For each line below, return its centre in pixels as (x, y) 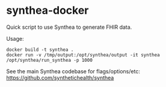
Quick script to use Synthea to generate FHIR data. (69, 27)
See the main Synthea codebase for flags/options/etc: (73, 71)
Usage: (15, 38)
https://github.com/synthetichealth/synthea (60, 77)
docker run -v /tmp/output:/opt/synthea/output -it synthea (83, 55)
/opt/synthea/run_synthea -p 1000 (50, 60)
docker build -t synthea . (40, 49)
